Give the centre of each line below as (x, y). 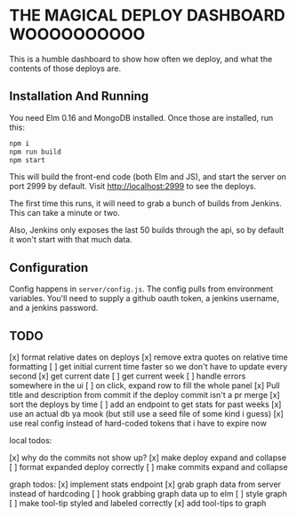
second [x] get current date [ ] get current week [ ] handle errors (128, 376)
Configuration (49, 267)
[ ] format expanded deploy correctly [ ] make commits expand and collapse (148, 467)
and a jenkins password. (54, 308)
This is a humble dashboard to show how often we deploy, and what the (141, 59)
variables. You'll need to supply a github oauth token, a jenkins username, (144, 298)
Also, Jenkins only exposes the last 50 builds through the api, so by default (147, 230)
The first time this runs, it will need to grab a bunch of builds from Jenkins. (146, 203)
